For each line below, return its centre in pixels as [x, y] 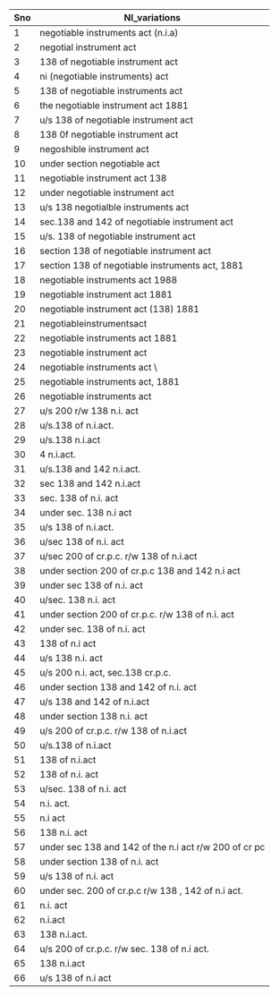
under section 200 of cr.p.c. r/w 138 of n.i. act [137, 614]
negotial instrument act [88, 47]
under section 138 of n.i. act [99, 861]
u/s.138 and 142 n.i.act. [90, 469]
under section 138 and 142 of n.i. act [118, 687]
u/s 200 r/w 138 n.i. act [89, 411]
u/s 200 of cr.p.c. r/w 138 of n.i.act [114, 731]
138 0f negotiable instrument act [109, 135]
